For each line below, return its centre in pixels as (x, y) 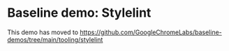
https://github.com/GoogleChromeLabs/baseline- (151, 32)
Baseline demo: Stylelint (79, 13)
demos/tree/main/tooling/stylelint (55, 39)
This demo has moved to (43, 32)
